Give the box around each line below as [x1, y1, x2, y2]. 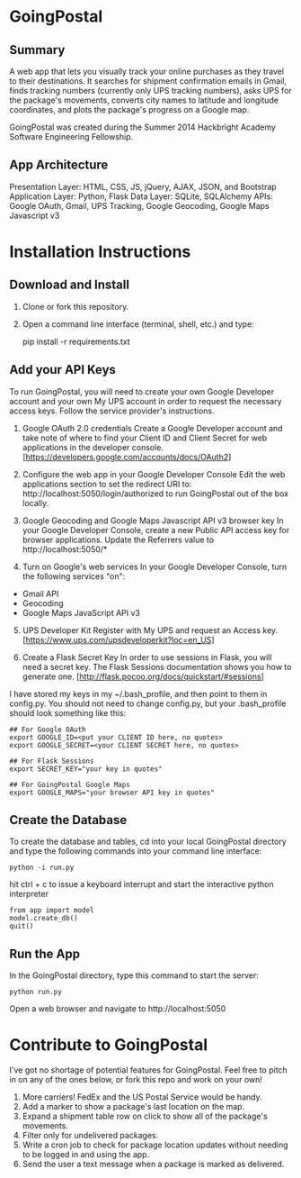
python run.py [9, 988, 63, 997]
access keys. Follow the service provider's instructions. [9, 405, 215, 416]
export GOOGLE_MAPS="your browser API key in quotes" [9, 788, 216, 797]
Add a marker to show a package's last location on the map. [22, 1101, 245, 1112]
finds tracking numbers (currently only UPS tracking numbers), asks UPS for [9, 86, 292, 95]
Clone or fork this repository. [22, 301, 129, 312]
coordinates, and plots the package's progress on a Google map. [9, 104, 250, 114]
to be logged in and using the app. [22, 1149, 150, 1160]
